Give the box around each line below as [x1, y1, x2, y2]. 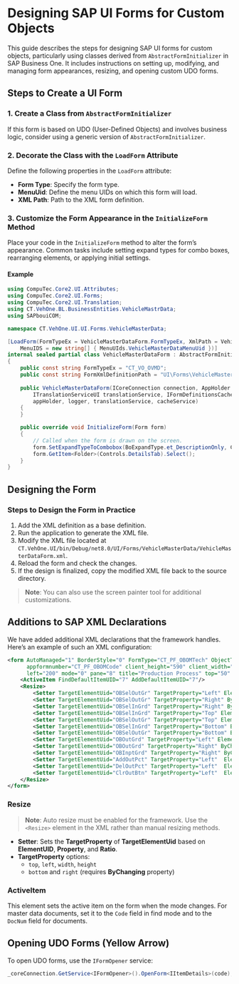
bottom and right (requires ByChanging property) [28, 867, 175, 876]
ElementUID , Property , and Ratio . [17, 844, 118, 853]
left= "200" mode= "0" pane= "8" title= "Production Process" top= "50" [26, 669, 231, 677]
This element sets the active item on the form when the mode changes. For [7, 901, 228, 910]
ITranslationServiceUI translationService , [33, 391, 164, 398]
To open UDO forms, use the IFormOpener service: [7, 956, 153, 965]
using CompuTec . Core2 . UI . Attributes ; [7, 285, 119, 293]
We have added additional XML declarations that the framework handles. [7, 635, 221, 644]
